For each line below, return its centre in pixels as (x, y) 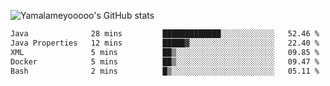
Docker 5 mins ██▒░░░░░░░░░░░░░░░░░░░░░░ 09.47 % (165, 61)
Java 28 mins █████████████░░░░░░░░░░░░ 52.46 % (165, 34)
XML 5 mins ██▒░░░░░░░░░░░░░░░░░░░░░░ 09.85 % (165, 52)
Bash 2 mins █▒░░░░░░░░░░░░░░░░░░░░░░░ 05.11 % (165, 71)
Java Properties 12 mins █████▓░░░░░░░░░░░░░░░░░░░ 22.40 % (165, 43)
